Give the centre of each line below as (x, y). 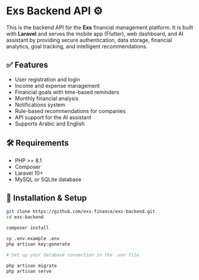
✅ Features (27, 65)
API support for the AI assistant (53, 117)
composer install (28, 228)
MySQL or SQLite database (48, 179)
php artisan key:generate (38, 244)
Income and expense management (57, 86)
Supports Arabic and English (50, 124)
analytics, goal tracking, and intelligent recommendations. (77, 46)
